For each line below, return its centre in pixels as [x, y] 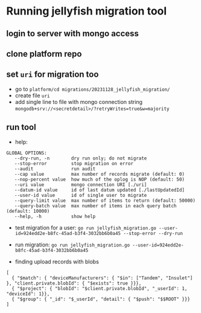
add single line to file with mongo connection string [79, 102]
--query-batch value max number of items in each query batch [95, 206]
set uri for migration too [53, 75]
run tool [21, 127]
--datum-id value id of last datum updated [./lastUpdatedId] [100, 190]
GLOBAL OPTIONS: [27, 153]
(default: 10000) [28, 211]
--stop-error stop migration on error [74, 163]
